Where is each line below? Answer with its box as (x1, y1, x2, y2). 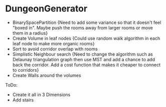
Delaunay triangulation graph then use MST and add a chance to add (12, 56, 155, 62)
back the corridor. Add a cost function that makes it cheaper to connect (12, 62, 161, 68)
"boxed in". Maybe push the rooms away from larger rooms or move (12, 24, 153, 30)
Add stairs (12, 97, 34, 103)
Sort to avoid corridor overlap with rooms (12, 46, 98, 52)
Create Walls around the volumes (12, 72, 81, 78)
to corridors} (12, 67, 39, 73)
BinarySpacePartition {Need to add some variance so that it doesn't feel (12, 19, 161, 25)
